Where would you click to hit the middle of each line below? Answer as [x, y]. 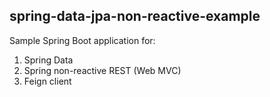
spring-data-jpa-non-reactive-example [135, 16]
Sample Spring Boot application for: [82, 40]
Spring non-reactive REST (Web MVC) [102, 70]
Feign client [47, 81]
